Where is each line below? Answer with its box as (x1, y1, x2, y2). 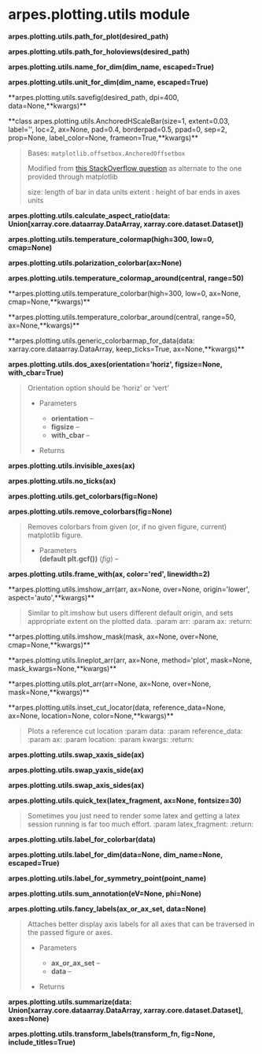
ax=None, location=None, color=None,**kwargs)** (8, 711, 174, 720)
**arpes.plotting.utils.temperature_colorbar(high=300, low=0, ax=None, (8, 288, 242, 298)
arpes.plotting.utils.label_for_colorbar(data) (8, 834, 156, 844)
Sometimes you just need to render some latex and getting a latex (27, 811, 241, 820)
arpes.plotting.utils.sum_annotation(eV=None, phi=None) (8, 889, 202, 898)
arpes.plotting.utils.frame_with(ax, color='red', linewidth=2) (8, 569, 210, 578)
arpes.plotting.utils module (8, 6, 190, 24)
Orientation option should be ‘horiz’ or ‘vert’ (27, 383, 169, 392)
